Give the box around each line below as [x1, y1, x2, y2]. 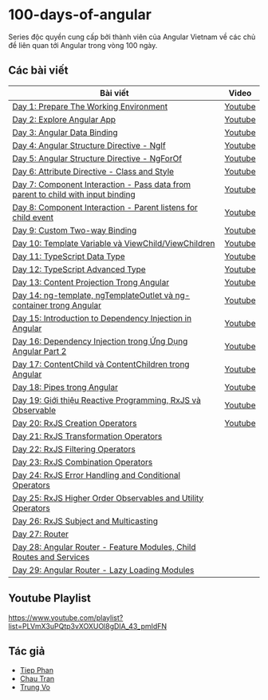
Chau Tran [19, 674, 55, 684]
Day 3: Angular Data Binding [12, 126, 118, 137]
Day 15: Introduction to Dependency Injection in [12, 312, 192, 324]
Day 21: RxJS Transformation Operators [12, 430, 163, 441]
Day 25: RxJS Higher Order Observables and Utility [12, 492, 204, 503]
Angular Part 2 [12, 345, 67, 356]
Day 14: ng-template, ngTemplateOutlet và [12, 289, 174, 300]
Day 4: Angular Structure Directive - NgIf [12, 140, 166, 151]
